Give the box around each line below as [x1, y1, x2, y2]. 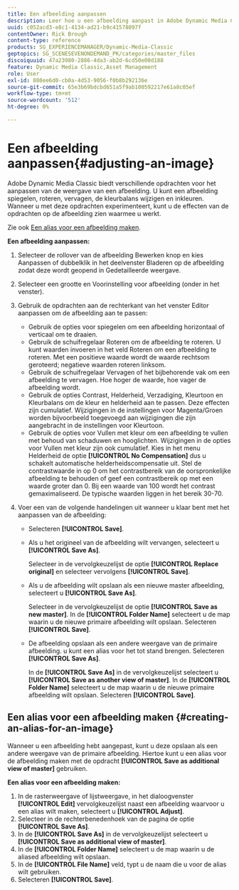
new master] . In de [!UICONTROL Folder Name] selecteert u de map [28, 610, 230, 618]
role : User [7, 70, 40, 77]
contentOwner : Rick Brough [7, 30, 87, 38]
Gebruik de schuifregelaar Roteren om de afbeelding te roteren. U [28, 337, 221, 346]
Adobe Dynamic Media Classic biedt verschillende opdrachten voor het [7, 179, 216, 188]
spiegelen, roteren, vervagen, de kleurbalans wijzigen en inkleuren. [7, 194, 204, 203]
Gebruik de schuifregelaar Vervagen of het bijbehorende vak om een [28, 368, 230, 377]
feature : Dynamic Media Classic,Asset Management [7, 63, 158, 71]
